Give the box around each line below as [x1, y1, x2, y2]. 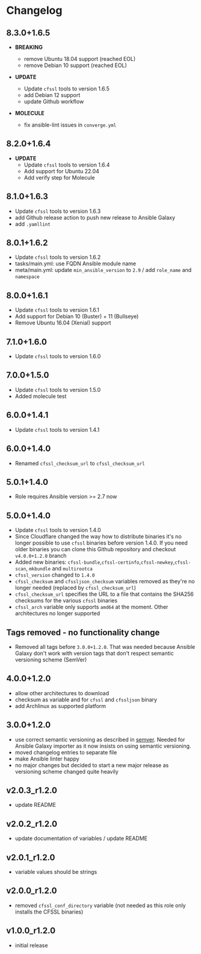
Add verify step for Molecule [23, 174, 95, 181]
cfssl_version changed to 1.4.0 [14, 571, 95, 579]
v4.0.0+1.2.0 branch [14, 552, 67, 560]
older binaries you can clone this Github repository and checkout [14, 546, 176, 553]
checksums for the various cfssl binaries [14, 597, 118, 604]
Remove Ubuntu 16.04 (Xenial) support [14, 319, 111, 326]
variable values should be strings [14, 868, 97, 875]
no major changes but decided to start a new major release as [14, 761, 169, 769]
